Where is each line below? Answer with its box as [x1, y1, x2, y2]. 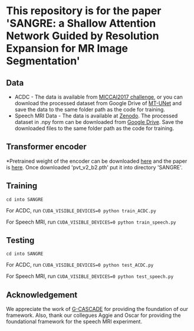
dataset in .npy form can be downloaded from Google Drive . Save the [14, 119, 184, 125]
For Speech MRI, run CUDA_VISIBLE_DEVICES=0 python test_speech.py [6, 273, 174, 280]
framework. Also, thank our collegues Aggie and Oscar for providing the [6, 312, 181, 319]
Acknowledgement [6, 290, 78, 300]
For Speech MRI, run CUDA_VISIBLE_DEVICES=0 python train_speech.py [6, 218, 176, 225]
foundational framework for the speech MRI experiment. [6, 318, 143, 325]
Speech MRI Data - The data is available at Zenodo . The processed [14, 112, 178, 119]
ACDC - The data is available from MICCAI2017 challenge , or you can [14, 93, 183, 100]
